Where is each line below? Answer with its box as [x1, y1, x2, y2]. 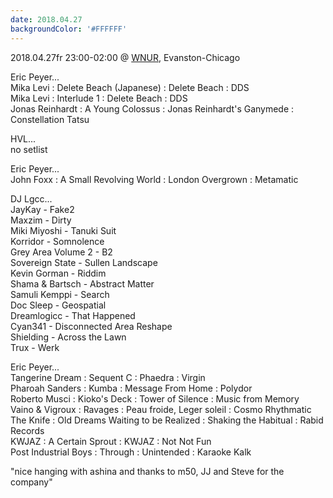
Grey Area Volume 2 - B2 [10, 246, 113, 258]
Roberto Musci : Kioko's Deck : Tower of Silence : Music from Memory [10, 392, 300, 405]
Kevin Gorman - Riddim [10, 267, 107, 279]
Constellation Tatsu [10, 113, 90, 125]
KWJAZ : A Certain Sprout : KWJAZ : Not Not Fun [10, 435, 212, 447]
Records [10, 424, 45, 436]
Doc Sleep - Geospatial [10, 299, 107, 311]
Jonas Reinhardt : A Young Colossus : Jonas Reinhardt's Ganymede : [10, 102, 295, 115]
